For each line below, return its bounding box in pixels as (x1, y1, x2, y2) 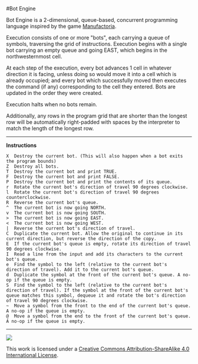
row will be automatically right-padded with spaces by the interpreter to (6, 119, 180, 126)
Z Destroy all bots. (6, 163, 60, 169)
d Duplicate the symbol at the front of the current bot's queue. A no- (6, 272, 192, 278)
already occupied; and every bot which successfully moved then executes (6, 77, 187, 84)
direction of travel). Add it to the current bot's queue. (6, 267, 154, 273)
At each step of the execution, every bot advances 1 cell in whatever (6, 64, 172, 71)
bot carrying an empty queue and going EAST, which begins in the (6, 47, 168, 54)
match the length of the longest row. (6, 125, 94, 132)
